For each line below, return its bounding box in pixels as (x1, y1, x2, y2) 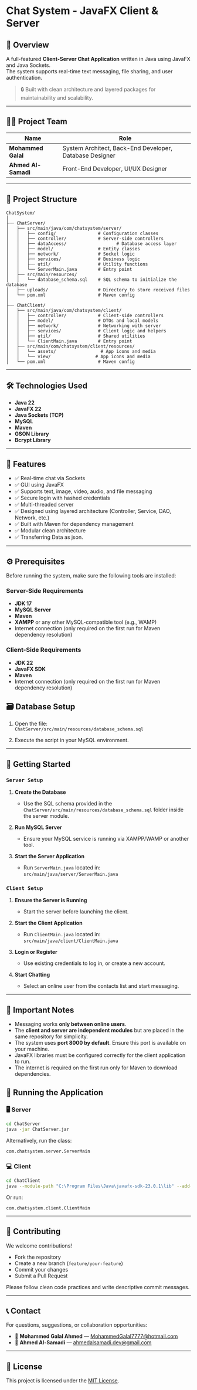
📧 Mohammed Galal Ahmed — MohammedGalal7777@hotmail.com (14, 1333, 178, 1340)
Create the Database (14, 789, 66, 796)
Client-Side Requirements (6, 646, 81, 654)
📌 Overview (6, 40, 49, 50)
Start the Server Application (14, 853, 85, 860)
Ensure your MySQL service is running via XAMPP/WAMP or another (23, 835, 189, 842)
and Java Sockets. (6, 62, 51, 69)
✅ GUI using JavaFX (14, 481, 64, 488)
